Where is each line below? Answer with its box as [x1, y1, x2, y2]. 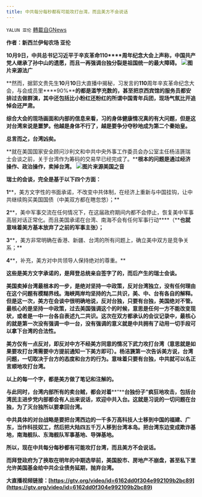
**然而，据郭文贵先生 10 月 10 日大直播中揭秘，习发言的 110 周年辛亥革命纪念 [6, 79, 189, 87]
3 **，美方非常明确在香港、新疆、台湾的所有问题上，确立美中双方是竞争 [6, 236, 184, 243]
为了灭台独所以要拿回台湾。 [16, 403, 85, 410]
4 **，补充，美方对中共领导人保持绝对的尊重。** [6, 257, 126, 264]
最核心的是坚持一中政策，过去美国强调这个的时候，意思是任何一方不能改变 [6, 305, 191, 312]
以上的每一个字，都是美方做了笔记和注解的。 [6, 375, 117, 382]
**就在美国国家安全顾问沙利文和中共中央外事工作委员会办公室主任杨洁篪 [6, 148, 186, 155]
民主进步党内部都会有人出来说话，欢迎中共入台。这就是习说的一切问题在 [11, 395, 191, 403]
